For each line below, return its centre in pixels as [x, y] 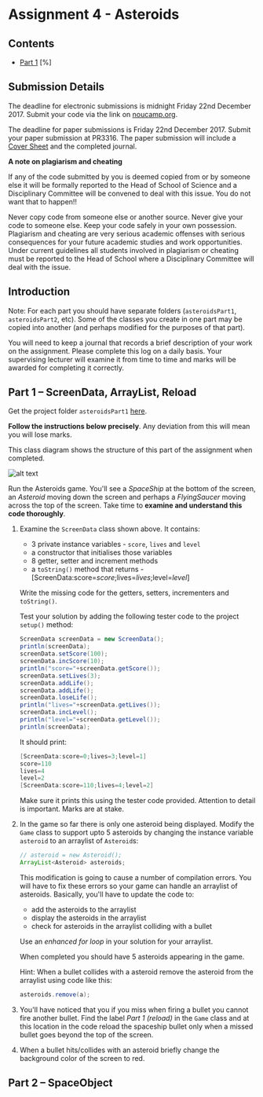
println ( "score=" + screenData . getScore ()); [90, 668]
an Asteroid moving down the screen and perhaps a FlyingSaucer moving [127, 497]
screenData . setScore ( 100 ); [64, 654]
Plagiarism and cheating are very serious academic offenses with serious [127, 233]
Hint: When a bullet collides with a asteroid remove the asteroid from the [136, 971]
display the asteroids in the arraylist [89, 918]
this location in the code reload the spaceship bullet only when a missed [136, 1026]
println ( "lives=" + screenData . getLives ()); [90, 705]
